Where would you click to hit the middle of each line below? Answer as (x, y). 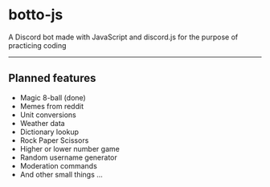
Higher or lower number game (70, 148)
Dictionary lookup (49, 132)
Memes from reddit (52, 106)
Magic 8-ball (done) (53, 97)
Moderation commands (59, 165)
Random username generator (69, 157)
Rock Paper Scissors (54, 140)
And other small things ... (61, 174)
